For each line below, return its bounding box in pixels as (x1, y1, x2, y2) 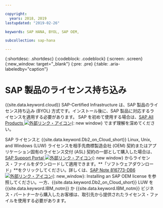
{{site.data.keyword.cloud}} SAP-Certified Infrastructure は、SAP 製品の (5, 102, 150, 108)
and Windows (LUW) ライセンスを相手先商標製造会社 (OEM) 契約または (5, 143, 148, 149)
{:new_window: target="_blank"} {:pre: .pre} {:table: (5, 61, 109, 67)
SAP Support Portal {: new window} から (5, 155, 133, 161)
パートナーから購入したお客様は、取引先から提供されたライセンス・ (13, 191, 150, 198)
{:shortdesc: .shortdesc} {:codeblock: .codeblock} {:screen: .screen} (5, 56, 143, 62)
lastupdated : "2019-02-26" (5, 21, 60, 25)
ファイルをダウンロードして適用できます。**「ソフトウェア (13, 161, 133, 167)
